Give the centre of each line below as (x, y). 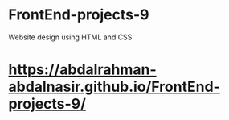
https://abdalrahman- (82, 70)
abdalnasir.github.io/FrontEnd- (115, 87)
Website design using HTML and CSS (70, 37)
